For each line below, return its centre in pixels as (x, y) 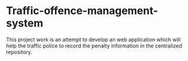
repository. (19, 52)
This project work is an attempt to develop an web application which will (93, 39)
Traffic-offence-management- (82, 11)
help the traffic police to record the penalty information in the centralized (94, 46)
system (25, 23)
